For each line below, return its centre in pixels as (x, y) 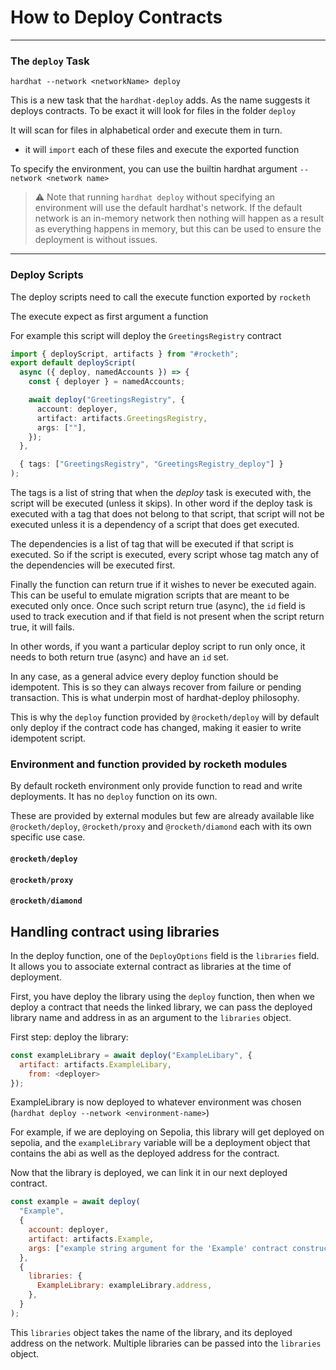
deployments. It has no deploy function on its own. (114, 797)
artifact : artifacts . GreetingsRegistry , (122, 418)
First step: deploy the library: (69, 1037)
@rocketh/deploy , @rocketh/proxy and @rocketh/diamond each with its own (161, 827)
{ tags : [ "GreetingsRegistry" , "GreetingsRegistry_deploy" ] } (151, 464)
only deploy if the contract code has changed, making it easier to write (156, 728)
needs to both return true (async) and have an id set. (120, 657)
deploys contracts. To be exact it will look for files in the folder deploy (153, 111)
